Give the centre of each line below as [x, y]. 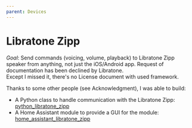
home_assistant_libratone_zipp [52, 118]
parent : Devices [26, 12]
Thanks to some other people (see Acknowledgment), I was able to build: [96, 88]
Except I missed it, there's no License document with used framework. [92, 77]
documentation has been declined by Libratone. [65, 70]
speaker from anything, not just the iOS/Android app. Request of [85, 64]
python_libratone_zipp [42, 106]
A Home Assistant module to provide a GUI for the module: [87, 112]
